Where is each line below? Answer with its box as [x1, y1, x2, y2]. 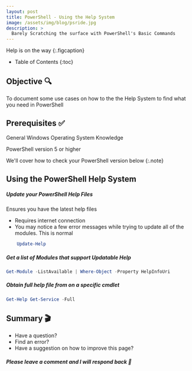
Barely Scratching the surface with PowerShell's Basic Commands [11, 31, 176, 37]
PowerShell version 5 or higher [6, 146, 82, 153]
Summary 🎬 [6, 314, 51, 324]
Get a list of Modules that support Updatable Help [6, 254, 131, 261]
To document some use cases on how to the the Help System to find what [6, 95, 186, 102]
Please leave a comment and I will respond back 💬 [6, 359, 132, 366]
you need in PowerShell [6, 101, 64, 108]
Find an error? [14, 338, 49, 346]
